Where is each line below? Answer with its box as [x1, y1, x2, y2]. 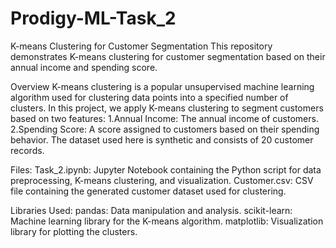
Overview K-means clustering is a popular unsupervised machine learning [10, 80, 315, 92]
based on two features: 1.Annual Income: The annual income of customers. [10, 112, 319, 124]
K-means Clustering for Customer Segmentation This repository [10, 40, 273, 52]
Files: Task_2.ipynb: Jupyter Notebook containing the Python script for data [10, 163, 322, 176]
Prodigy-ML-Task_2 [10, 7, 177, 30]
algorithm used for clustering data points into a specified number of [10, 91, 289, 103]
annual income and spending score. [10, 61, 158, 73]
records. [10, 144, 45, 156]
